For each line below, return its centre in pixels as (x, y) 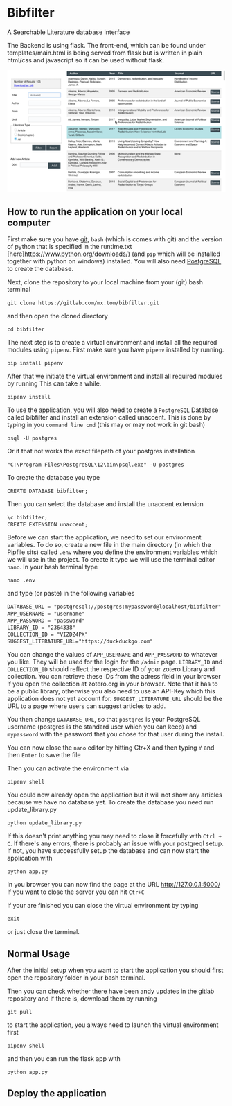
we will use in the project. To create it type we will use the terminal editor (111, 560)
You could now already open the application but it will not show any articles (115, 795)
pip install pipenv (35, 363)
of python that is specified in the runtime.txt (70, 247)
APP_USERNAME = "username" (46, 614)
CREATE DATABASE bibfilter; (48, 491)
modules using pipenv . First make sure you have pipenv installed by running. (116, 350)
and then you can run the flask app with (64, 1059)
